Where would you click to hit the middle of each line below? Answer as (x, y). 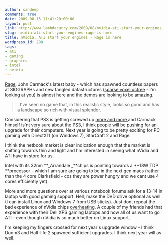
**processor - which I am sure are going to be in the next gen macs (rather (82, 171)
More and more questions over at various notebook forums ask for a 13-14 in (84, 191)
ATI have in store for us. (29, 156)
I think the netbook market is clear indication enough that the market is (78, 145)
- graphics (16, 61)
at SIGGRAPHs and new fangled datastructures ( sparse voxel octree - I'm (81, 90)
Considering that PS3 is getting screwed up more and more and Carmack (80, 120)
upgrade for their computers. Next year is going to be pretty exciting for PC (82, 130)
